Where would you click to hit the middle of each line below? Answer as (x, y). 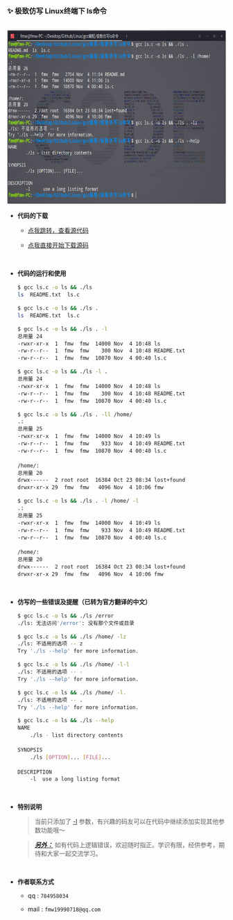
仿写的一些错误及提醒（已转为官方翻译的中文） (84, 601)
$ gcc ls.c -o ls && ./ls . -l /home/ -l (78, 501)
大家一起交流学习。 (74, 854)
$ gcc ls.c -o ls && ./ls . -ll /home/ (75, 415)
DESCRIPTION (34, 772)
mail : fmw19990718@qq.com (64, 909)
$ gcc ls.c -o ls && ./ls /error (66, 616)
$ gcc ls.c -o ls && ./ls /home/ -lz (72, 637)
